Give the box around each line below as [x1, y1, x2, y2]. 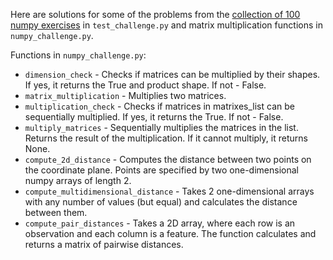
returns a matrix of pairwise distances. [24, 239, 184, 250]
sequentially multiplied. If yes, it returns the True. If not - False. [24, 111, 284, 123]
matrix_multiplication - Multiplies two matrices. [24, 90, 227, 101]
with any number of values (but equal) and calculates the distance [24, 196, 298, 208]
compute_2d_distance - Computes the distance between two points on [24, 154, 312, 165]
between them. [24, 207, 88, 218]
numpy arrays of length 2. [24, 175, 132, 186]
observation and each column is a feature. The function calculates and [24, 228, 317, 239]
